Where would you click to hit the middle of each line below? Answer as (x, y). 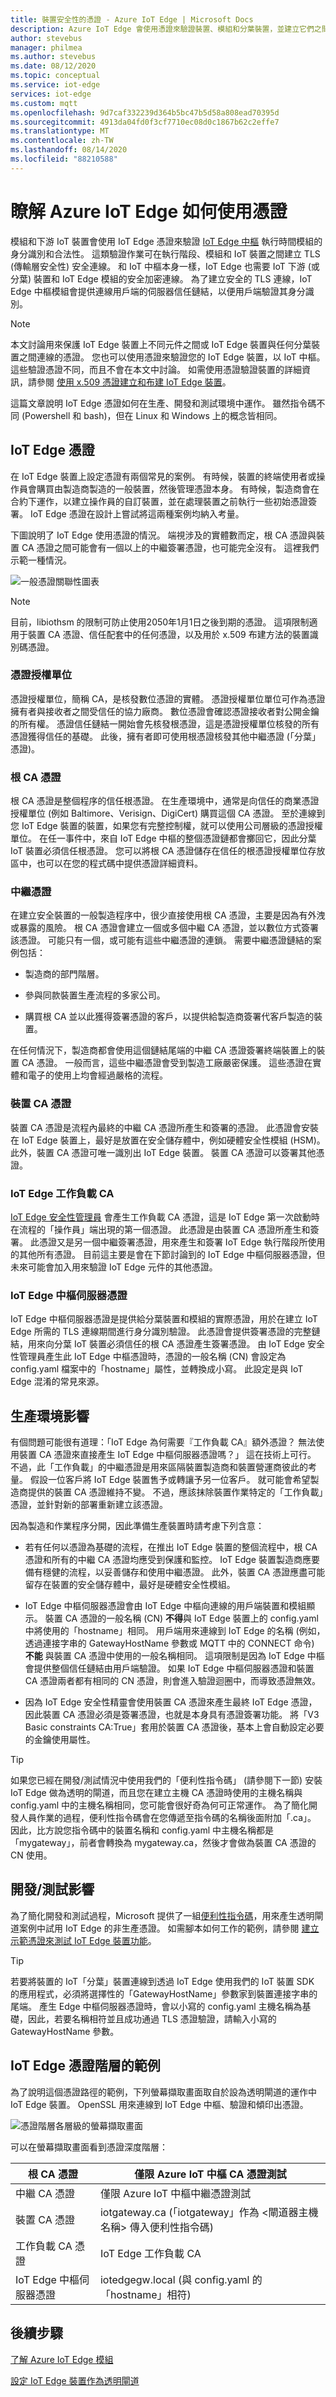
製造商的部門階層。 (64, 974)
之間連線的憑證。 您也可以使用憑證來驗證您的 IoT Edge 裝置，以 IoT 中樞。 (172, 357)
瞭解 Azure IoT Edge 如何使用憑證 (149, 211)
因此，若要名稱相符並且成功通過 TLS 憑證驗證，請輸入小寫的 (152, 2018)
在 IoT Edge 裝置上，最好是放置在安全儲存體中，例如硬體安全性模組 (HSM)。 (168, 1140)
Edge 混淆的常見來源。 (57, 1382)
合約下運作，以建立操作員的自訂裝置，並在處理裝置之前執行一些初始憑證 (159, 501)
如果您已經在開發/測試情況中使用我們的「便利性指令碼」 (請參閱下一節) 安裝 (166, 1780)
